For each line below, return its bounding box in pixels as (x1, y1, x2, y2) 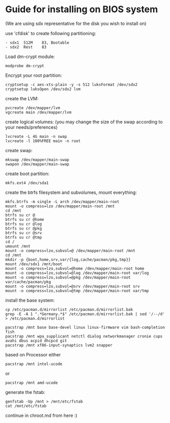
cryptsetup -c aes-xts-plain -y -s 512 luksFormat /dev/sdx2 (5, 82, 138, 87)
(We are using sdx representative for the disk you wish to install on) (5, 20, 147, 26)
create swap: (5, 147, 33, 153)
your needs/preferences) (5, 124, 58, 130)
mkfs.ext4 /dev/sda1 (5, 180, 49, 185)
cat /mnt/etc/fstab (5, 403, 47, 408)
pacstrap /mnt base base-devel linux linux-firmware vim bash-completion (5, 325, 165, 330)
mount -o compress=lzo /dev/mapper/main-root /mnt (5, 204, 115, 209)
